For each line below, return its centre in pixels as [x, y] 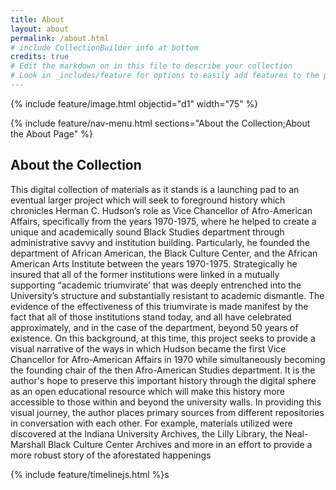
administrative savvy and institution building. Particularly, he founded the [160, 242]
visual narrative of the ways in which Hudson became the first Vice [148, 348]
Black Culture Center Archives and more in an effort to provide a [180, 444]
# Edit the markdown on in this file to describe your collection [151, 66]
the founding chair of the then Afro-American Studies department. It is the [163, 370]
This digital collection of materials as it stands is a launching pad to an [155, 189]
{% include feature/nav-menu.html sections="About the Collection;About [160, 123]
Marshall [28, 444]
